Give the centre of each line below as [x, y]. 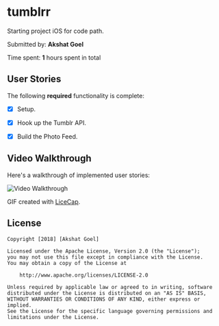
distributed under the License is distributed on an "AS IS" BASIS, [107, 293]
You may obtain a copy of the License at [67, 263]
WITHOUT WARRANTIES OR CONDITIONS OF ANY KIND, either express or [104, 299]
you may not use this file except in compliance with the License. [105, 257]
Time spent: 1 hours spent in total [54, 57]
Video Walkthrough [49, 159]
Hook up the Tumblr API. [52, 123]
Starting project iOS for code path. [55, 31]
